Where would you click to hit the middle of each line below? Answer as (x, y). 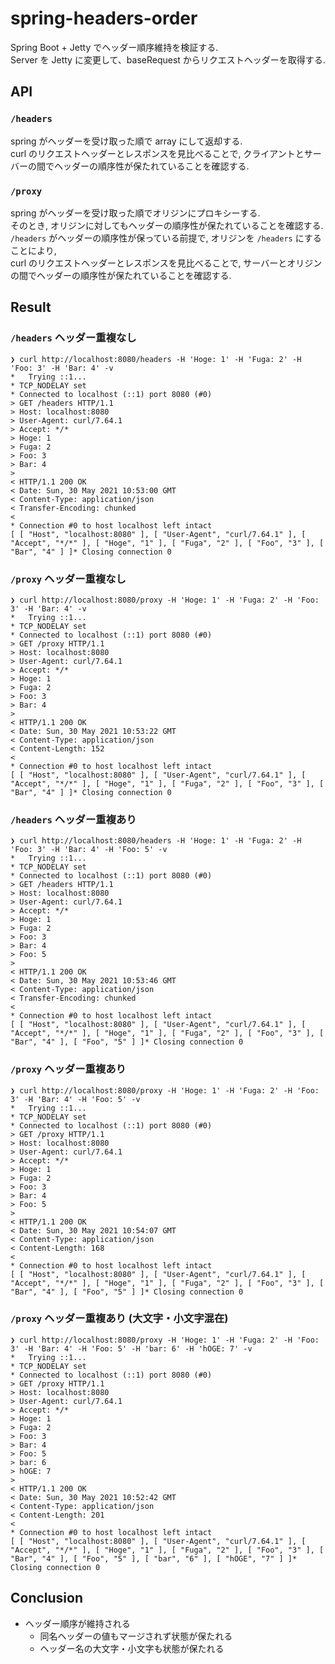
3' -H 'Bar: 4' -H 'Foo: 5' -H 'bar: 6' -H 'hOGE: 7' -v (131, 1348)
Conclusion (47, 1598)
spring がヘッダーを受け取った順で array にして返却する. (126, 141)
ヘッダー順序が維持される (77, 1623)
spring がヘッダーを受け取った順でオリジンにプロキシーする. (135, 213)
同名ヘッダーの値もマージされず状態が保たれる (136, 1636)
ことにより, (33, 250)
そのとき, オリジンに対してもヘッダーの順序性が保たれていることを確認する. (167, 225)
